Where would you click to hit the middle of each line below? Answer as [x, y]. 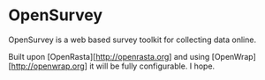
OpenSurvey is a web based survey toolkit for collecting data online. [132, 40]
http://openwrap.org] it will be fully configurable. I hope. [113, 66]
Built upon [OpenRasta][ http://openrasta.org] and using [109, 56]
